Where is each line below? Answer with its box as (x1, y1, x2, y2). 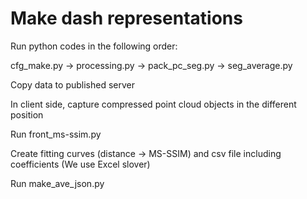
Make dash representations (10, 7, 243, 30)
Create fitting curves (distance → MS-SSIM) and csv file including (10, 147, 282, 159)
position (10, 108, 44, 121)
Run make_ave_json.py (10, 177, 105, 189)
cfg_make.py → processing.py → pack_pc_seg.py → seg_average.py (10, 59, 293, 71)
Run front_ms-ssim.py (10, 128, 102, 140)
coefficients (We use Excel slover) (10, 158, 151, 170)
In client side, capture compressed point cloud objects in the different (10, 98, 297, 110)
